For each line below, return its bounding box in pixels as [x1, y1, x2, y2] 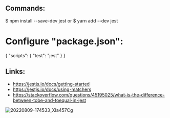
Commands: [5, 4, 46, 13]
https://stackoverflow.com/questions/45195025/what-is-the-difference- [12, 91, 165, 98]
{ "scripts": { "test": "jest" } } [5, 52, 66, 58]
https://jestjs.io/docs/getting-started [12, 81, 90, 87]
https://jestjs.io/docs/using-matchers [12, 86, 92, 92]
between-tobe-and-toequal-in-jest [12, 97, 86, 103]
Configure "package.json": [5, 36, 123, 47]
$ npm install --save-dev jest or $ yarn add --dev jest [5, 17, 118, 23]
